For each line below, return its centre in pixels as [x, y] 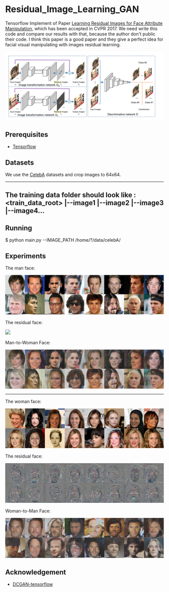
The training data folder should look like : [71, 195]
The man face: [20, 268]
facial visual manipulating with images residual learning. [63, 44]
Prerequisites [27, 134]
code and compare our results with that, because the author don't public [80, 34]
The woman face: [23, 402]
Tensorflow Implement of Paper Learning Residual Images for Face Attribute [84, 23]
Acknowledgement [36, 572]
